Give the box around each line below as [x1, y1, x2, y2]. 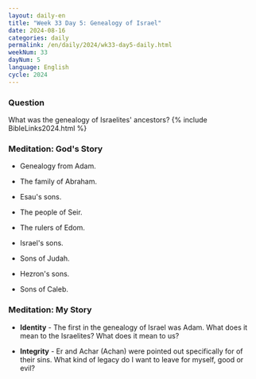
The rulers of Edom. [19, 223, 86, 233]
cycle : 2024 [8, 71, 48, 79]
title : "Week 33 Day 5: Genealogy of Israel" [8, 19, 161, 27]
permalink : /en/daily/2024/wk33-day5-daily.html [8, 41, 173, 49]
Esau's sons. [19, 192, 62, 202]
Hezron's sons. [19, 269, 70, 279]
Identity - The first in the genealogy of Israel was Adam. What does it [19, 323, 248, 332]
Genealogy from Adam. [19, 161, 97, 171]
